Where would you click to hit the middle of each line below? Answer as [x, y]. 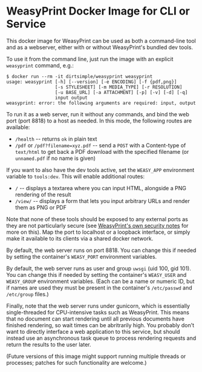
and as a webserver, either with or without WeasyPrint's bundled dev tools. [100, 47]
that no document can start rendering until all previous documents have [95, 319]
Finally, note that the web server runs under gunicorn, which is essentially [98, 306]
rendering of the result [43, 194]
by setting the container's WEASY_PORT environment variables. [82, 256]
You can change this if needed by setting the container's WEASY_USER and [96, 274]
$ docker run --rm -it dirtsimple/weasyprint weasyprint [80, 76]
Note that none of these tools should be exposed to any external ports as [97, 219]
